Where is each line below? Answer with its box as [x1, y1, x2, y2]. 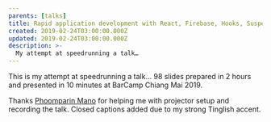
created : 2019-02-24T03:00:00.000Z [8, 27, 128, 35]
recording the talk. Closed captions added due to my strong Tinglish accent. [8, 104, 261, 114]
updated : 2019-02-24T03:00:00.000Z [8, 34, 128, 43]
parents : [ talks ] [8, 11, 67, 20]
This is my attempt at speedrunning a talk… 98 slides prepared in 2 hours [8, 72, 252, 81]
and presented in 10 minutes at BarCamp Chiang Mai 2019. [8, 80, 203, 90]
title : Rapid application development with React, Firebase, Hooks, [8, 19, 244, 27]
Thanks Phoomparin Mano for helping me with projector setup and [8, 96, 230, 105]
